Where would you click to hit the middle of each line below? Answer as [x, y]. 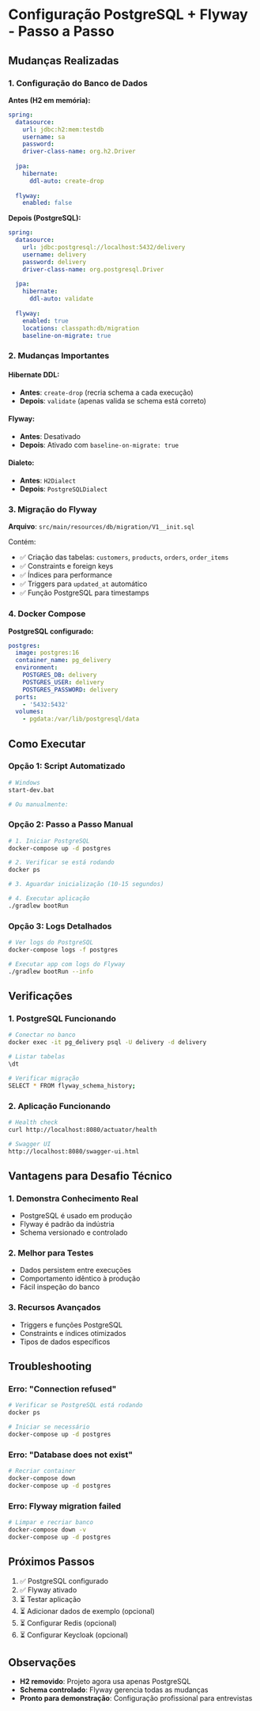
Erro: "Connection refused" [62, 1388]
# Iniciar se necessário [49, 1427]
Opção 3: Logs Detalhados [60, 926]
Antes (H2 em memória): [49, 100]
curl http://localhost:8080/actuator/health [83, 1130]
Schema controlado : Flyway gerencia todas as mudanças [114, 1690]
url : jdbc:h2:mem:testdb [63, 129]
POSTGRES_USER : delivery [63, 682]
